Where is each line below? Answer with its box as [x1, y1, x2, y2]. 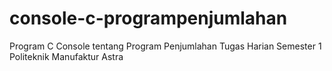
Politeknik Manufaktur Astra [9, 50, 124, 62]
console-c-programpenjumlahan [9, 7, 288, 30]
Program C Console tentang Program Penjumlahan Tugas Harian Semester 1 [9, 40, 322, 52]
